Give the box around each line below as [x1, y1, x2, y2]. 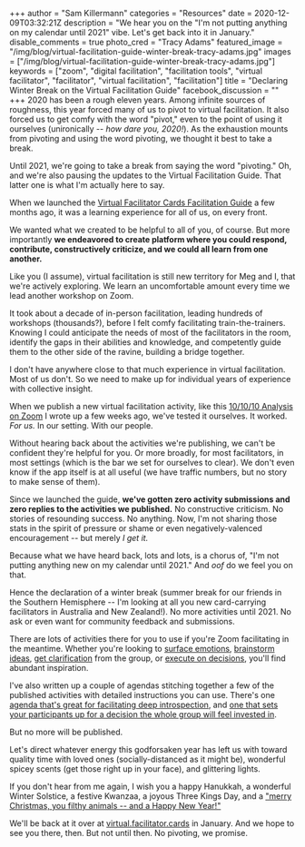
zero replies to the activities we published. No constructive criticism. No [9, 504, 284, 514]
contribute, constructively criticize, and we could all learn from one [9, 244, 269, 254]
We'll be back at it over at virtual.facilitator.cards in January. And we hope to [9, 818, 295, 829]
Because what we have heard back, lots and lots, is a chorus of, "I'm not [9, 550, 280, 561]
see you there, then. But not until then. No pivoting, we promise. [9, 828, 248, 838]
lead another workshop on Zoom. [9, 291, 134, 300]
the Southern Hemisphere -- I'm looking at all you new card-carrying [9, 596, 266, 607]
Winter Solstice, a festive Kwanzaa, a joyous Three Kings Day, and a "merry [9, 791, 292, 802]
